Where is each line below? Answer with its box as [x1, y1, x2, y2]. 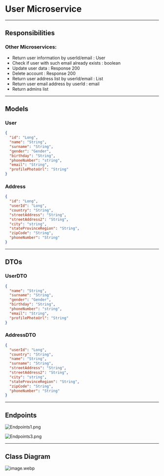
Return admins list [12, 86, 49, 92]
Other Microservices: [5, 44, 57, 50]
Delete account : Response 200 [12, 70, 76, 76]
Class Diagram [5, 452, 50, 461]
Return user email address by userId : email [12, 81, 100, 87]
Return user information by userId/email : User [12, 55, 106, 61]
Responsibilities [5, 29, 55, 37]
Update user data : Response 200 [12, 65, 80, 71]
